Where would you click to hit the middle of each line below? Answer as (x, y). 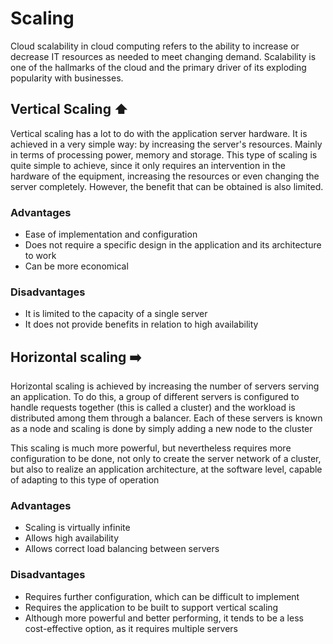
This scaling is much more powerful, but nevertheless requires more (151, 448)
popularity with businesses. (67, 78)
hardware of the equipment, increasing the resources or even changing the (165, 176)
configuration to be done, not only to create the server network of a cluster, (166, 459)
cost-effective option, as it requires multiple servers (131, 628)
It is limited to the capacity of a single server (116, 314)
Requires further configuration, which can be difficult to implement (162, 596)
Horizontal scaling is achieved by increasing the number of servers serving (165, 386)
